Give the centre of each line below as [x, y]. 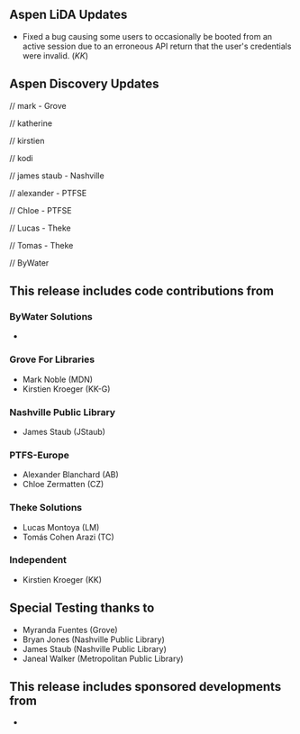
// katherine [31, 123]
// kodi [21, 158]
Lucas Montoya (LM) [61, 527]
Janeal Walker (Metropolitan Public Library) [103, 658]
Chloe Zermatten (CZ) [63, 485]
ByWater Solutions [51, 316]
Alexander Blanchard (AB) [70, 475]
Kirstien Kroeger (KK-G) [66, 389]
